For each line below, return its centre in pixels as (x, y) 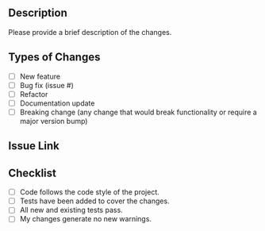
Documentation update (57, 103)
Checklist (33, 173)
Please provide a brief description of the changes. (90, 32)
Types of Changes (54, 58)
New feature (40, 76)
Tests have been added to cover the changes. (94, 201)
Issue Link (34, 146)
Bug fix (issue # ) (46, 85)
